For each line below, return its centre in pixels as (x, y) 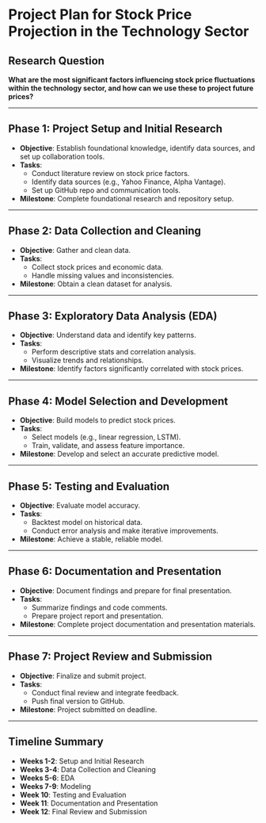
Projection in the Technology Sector (129, 31)
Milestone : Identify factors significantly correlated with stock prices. (131, 369)
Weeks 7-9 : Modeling (55, 786)
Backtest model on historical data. (87, 523)
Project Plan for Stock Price (100, 15)
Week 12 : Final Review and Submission (83, 811)
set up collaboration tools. (62, 156)
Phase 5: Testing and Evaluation (89, 486)
